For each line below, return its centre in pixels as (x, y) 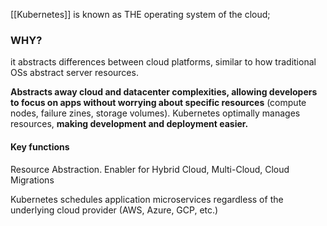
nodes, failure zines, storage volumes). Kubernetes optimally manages (155, 113)
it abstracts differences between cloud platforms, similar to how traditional (163, 62)
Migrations (32, 180)
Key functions (40, 146)
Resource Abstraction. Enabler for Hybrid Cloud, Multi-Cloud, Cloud (150, 169)
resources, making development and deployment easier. (129, 124)
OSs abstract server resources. (74, 73)
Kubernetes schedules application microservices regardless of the (147, 199)
